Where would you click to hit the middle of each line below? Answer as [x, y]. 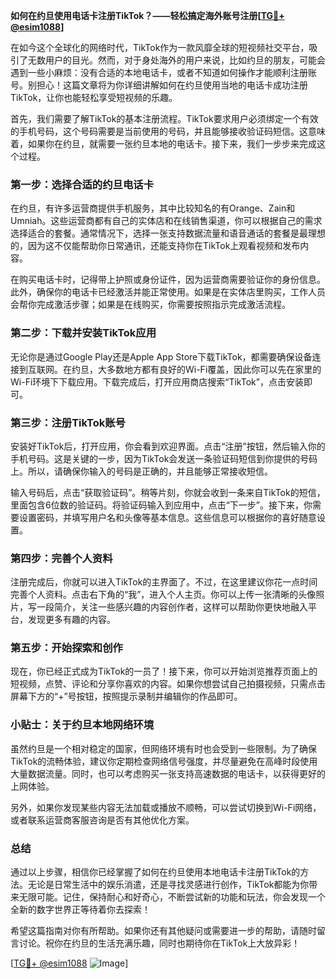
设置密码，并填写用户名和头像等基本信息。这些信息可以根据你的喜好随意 [167, 517]
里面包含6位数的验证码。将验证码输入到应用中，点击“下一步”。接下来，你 [161, 505]
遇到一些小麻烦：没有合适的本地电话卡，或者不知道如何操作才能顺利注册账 [163, 72]
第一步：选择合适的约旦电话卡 [82, 184]
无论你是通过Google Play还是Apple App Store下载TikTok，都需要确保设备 [161, 356]
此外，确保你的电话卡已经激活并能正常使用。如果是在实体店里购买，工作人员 [168, 292]
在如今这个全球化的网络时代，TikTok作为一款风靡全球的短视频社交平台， [160, 47]
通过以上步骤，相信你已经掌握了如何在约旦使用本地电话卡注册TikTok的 [155, 872]
